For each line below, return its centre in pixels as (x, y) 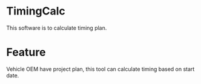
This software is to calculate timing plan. (57, 28)
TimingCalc (36, 11)
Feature (26, 52)
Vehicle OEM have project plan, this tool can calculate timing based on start (100, 69)
